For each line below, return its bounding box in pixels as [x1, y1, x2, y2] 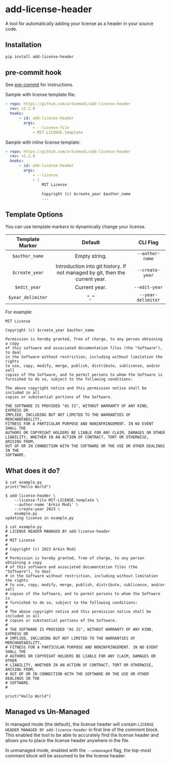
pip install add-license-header [5, 54, 74, 59]
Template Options [5, 210, 63, 219]
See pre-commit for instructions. [5, 81, 74, 88]
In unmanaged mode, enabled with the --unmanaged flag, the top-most [5, 747, 152, 753]
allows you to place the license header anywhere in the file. [5, 737, 130, 743]
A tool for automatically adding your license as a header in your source [5, 20, 154, 26]
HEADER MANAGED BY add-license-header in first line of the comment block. [5, 726, 159, 732]
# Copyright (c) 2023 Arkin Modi [5, 547, 76, 552]
